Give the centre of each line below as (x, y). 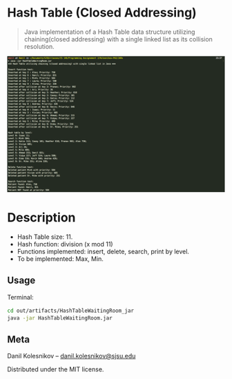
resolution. (39, 46)
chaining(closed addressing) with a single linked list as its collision (118, 39)
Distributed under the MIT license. (56, 369)
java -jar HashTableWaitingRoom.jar (60, 318)
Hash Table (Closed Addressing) (102, 13)
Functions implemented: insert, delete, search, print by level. (103, 251)
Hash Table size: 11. (45, 237)
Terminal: (20, 297)
